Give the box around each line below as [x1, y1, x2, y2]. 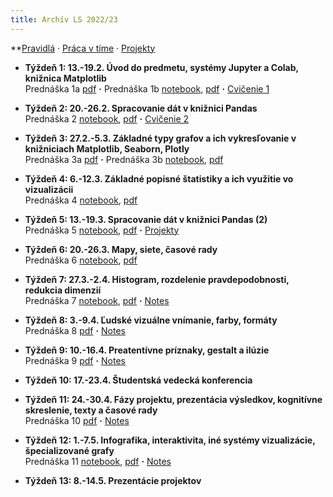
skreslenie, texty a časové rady [24, 404, 158, 416]
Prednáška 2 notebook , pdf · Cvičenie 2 [24, 112, 190, 125]
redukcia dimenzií [24, 284, 102, 296]
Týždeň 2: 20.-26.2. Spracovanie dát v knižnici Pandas [24, 102, 258, 114]
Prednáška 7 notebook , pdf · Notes [24, 294, 170, 306]
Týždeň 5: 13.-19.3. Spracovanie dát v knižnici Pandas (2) [24, 213, 268, 225]
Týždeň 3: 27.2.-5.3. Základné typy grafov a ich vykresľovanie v [24, 132, 297, 144]
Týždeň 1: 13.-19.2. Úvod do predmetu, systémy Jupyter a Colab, [24, 61, 299, 73]
